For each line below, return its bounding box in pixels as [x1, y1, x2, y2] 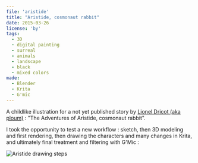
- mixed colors [11, 70, 49, 76]
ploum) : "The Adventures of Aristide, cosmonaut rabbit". [6, 114, 146, 121]
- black [11, 64, 31, 70]
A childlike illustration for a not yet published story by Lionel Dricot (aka [6, 108, 181, 115]
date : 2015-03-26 [6, 20, 49, 26]
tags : [6, 31, 20, 37]
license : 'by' [6, 25, 42, 32]
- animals [11, 53, 36, 59]
